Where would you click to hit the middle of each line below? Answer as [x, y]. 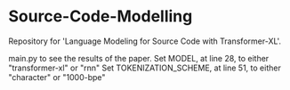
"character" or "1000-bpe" [57, 77]
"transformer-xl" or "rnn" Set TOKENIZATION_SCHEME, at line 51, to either [145, 68]
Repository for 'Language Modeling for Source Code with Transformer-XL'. [145, 41]
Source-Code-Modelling [101, 16]
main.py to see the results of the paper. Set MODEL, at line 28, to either [139, 58]
